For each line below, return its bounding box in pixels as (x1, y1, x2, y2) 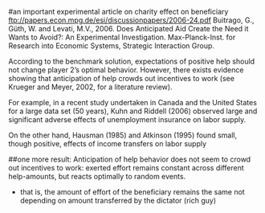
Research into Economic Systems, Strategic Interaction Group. (8, 41, 215, 51)
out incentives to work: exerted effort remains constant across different (8, 163, 245, 172)
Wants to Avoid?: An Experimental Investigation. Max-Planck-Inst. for (8, 32, 236, 42)
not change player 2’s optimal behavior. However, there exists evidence (8, 65, 244, 75)
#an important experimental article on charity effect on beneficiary (8, 7, 229, 16)
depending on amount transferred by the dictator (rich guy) (19, 196, 217, 205)
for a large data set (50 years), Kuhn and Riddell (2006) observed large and (8, 106, 258, 116)
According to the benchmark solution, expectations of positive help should (8, 56, 255, 66)
